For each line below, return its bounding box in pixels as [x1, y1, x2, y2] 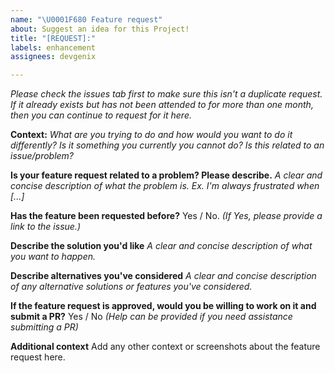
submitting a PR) [10, 321, 79, 333]
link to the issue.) [10, 221, 81, 233]
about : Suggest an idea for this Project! [10, 24, 190, 34]
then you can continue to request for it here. [10, 109, 192, 121]
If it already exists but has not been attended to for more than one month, [10, 99, 314, 111]
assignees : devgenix [10, 52, 97, 62]
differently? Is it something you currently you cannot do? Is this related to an [10, 139, 325, 151]
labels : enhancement [10, 42, 97, 53]
